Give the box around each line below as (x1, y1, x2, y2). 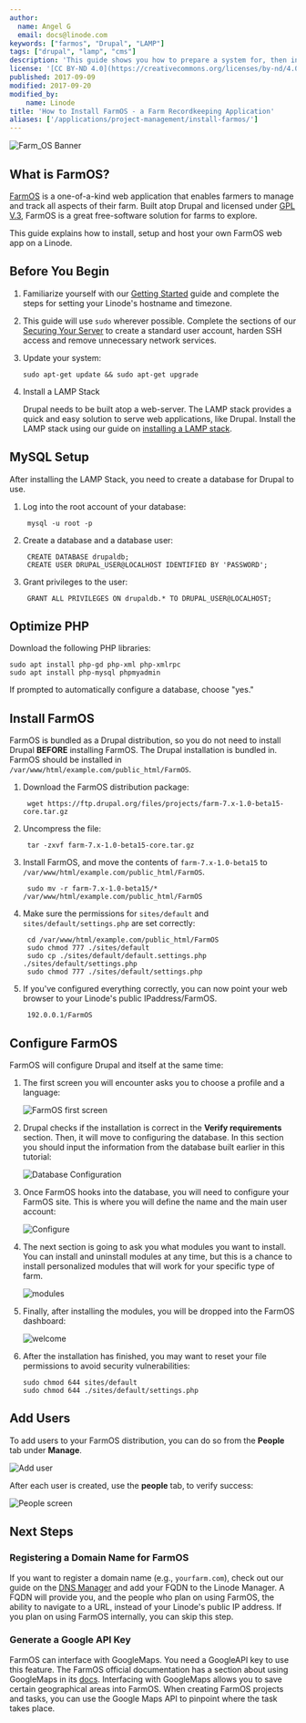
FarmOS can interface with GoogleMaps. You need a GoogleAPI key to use (9, 1654, 290, 1665)
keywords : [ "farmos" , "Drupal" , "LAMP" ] (9, 38, 166, 48)
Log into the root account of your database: (22, 500, 187, 511)
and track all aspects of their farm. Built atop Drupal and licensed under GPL (9, 200, 296, 211)
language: (22, 1087, 61, 1098)
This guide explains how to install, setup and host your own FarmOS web (9, 227, 282, 238)
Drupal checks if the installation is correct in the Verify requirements (22, 1122, 282, 1133)
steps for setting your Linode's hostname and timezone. (22, 297, 232, 308)
